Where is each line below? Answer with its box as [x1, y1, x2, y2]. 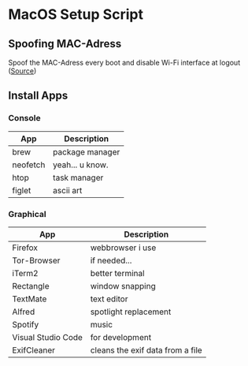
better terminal [90, 267, 145, 278]
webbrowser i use [90, 242, 157, 253]
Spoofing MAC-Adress [8, 37, 122, 50]
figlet [12, 185, 31, 196]
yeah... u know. [52, 159, 109, 170]
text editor [90, 293, 128, 304]
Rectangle [12, 280, 50, 291]
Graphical [8, 208, 46, 219]
